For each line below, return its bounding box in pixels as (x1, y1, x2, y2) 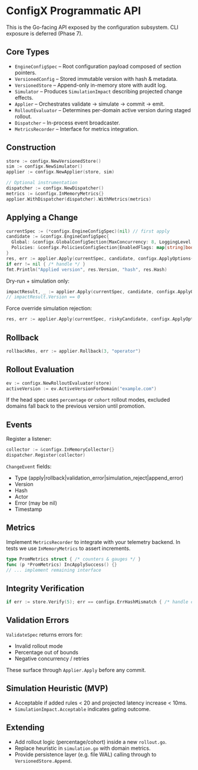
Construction (6, 143, 56, 153)
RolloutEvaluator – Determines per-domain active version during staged (14, 106, 192, 113)
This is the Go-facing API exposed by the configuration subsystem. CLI (6, 24, 179, 31)
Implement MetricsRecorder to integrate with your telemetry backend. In (6, 538, 181, 545)
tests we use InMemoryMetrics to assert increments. (6, 545, 131, 552)
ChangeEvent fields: (6, 463, 52, 470)
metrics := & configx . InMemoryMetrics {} (6, 191, 104, 196)
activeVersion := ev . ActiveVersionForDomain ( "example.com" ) (6, 385, 157, 392)
